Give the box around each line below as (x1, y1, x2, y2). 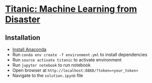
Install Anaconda (12, 47, 47, 52)
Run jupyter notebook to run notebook (12, 62, 91, 68)
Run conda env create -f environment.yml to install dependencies (12, 52, 148, 57)
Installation (5, 33, 40, 42)
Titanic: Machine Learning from (5, 3, 137, 15)
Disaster (5, 14, 40, 25)
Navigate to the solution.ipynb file (12, 73, 83, 78)
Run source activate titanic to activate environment (12, 57, 122, 62)
